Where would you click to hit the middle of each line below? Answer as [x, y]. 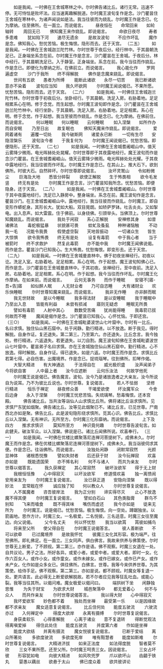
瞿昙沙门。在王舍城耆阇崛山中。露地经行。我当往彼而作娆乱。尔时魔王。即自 [81, 201]
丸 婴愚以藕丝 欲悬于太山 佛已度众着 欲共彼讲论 [68, 661]
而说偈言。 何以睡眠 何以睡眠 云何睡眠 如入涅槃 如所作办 [81, 122]
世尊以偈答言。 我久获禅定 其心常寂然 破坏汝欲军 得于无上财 [81, 468]
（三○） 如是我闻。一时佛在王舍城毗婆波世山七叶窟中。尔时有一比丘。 [80, 322]
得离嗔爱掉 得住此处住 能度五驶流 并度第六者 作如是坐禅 [76, 625]
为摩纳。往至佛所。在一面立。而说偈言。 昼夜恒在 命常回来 [72, 25]
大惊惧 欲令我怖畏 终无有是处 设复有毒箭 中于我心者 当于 [81, 237]
